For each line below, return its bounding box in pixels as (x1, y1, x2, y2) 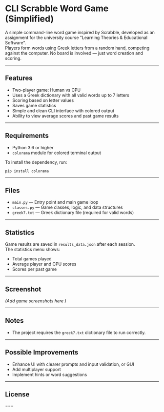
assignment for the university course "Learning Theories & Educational (5, 35, 148, 40)
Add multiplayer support (12, 366, 61, 372)
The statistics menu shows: (5, 247, 60, 253)
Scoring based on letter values (12, 97, 74, 103)
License (5, 391, 30, 399)
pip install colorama (5, 169, 49, 174)
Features (5, 74, 33, 82)
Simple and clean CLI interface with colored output (12, 108, 115, 114)
